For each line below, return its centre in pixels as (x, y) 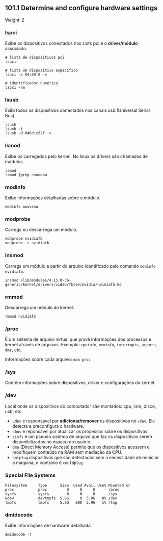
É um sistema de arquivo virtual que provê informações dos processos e (78, 339)
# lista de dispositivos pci (35, 58)
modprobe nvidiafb (24, 239)
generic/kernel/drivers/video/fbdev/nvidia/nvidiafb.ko (63, 284)
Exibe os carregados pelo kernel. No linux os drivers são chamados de (77, 156)
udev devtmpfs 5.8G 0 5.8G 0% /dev (61, 498)
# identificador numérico (31, 83)
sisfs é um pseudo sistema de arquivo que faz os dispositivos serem (82, 437)
